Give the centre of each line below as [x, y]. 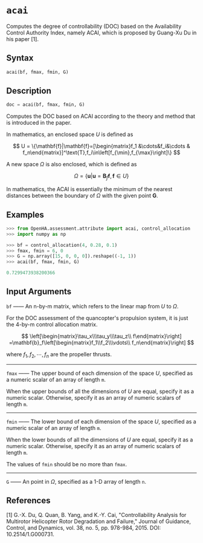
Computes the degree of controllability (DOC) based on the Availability [94, 26]
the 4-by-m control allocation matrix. [52, 324]
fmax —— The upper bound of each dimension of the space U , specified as [100, 373]
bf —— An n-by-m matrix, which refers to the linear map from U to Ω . [92, 306]
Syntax [20, 58]
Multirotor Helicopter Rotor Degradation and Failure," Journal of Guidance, [99, 521]
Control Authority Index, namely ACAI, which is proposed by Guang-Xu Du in [101, 33]
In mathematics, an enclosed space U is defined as [70, 134]
